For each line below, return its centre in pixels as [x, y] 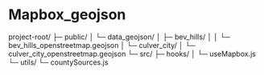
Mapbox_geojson [67, 15]
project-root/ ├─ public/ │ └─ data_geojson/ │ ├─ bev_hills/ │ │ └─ [120, 37]
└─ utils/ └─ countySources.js [58, 62]
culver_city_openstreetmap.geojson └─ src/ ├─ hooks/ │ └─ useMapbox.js [132, 53]
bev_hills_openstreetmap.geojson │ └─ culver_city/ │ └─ [102, 45]
